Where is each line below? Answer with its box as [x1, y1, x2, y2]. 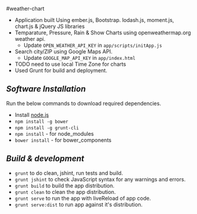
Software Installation [6, 84, 86, 94]
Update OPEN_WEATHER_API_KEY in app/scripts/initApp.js [23, 41, 162, 49]
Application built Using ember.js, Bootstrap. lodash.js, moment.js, [14, 17, 174, 23]
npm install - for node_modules [14, 130, 94, 137]
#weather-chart [6, 5, 45, 12]
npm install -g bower [14, 119, 68, 124]
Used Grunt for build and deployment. [14, 67, 108, 74]
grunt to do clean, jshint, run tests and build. [14, 169, 123, 177]
